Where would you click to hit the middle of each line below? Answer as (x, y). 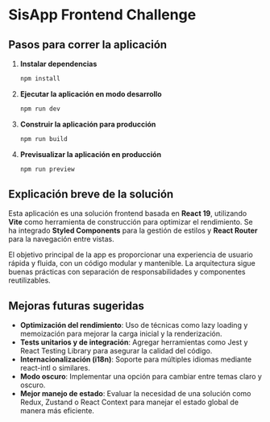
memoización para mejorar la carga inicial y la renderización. (121, 334)
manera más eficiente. (57, 411)
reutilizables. (29, 280)
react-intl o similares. (55, 368)
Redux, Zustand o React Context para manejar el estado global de (129, 402)
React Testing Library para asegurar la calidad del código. (116, 351)
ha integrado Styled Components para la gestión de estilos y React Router (133, 230)
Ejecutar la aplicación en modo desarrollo (91, 93)
